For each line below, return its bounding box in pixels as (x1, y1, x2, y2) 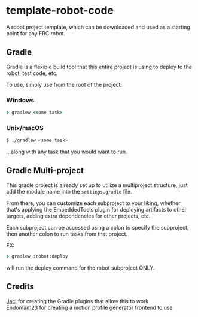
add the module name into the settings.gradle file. (6, 188, 133, 195)
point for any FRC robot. (6, 29, 66, 37)
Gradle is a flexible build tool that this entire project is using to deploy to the (6, 63, 193, 70)
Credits (6, 282, 35, 292)
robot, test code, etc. (6, 70, 58, 77)
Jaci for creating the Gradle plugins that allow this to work (6, 297, 149, 304)
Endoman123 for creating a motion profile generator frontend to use (6, 304, 173, 311)
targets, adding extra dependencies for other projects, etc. (6, 212, 151, 219)
